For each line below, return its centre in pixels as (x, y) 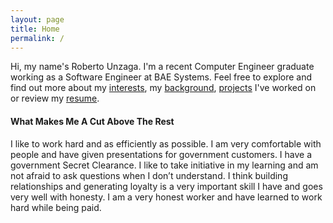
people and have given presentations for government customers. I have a (161, 154)
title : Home (35, 29)
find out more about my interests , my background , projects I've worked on (163, 88)
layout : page (37, 19)
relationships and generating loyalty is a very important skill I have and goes (166, 186)
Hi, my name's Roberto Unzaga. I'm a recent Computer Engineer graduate (162, 67)
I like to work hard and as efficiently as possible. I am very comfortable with (166, 143)
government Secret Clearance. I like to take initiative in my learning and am (164, 165)
